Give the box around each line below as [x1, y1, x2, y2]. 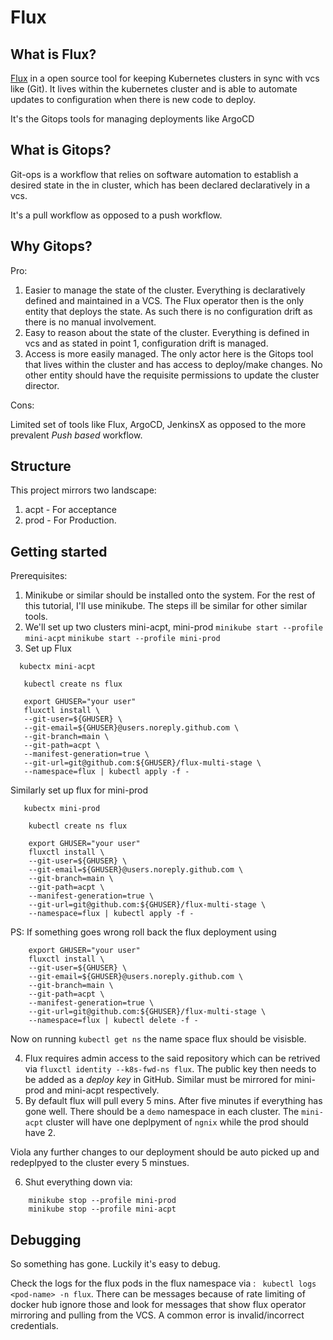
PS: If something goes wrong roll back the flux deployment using [10, 926, 277, 938]
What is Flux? [10, 46, 97, 63]
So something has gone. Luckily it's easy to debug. [10, 1258, 221, 1270]
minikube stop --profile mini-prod [28, 1196, 177, 1206]
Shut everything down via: [24, 1176, 133, 1188]
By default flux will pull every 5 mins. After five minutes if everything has [24, 1095, 323, 1107]
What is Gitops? [10, 142, 112, 159]
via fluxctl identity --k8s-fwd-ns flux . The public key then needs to [24, 1063, 317, 1075]
